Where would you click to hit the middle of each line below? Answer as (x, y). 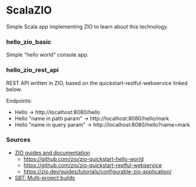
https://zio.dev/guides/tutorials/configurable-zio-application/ (98, 171)
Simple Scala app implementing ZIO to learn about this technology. (87, 27)
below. (14, 89)
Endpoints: (19, 100)
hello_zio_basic (29, 42)
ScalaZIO (29, 10)
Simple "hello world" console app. (48, 55)
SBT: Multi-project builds (45, 178)
